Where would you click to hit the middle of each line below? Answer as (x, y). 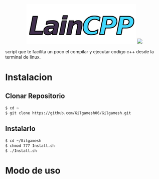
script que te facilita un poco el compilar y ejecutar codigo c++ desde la (79, 52)
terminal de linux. (23, 57)
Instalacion (29, 77)
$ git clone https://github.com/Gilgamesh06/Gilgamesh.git (68, 113)
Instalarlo (21, 128)
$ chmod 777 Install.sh (30, 146)
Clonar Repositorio (35, 96)
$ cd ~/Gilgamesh (23, 141)
